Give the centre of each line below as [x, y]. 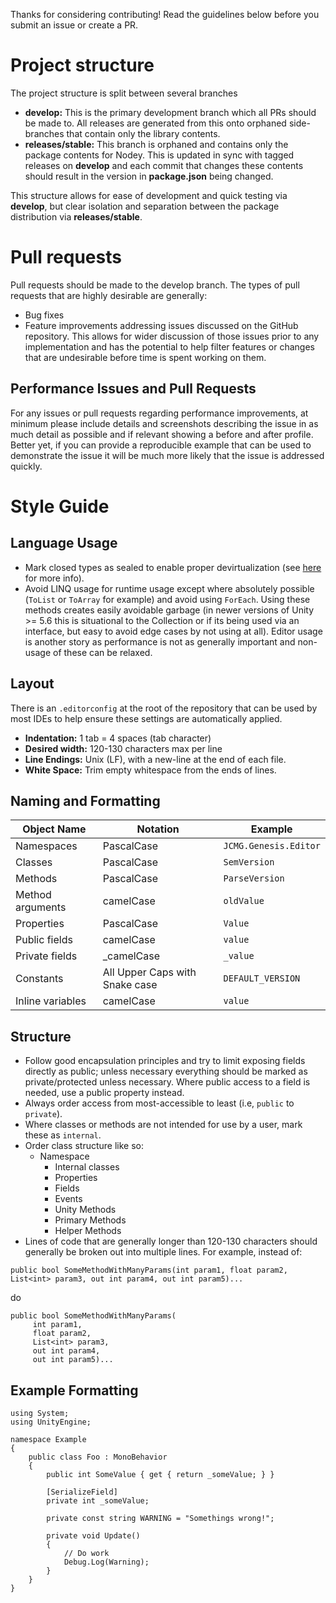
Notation [158, 829]
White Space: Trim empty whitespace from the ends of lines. [150, 770]
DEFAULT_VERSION [262, 978]
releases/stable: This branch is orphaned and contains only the [156, 144]
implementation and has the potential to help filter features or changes [169, 346]
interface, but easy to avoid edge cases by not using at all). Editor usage [173, 631]
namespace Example [48, 1439]
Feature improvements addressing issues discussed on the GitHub [161, 325]
